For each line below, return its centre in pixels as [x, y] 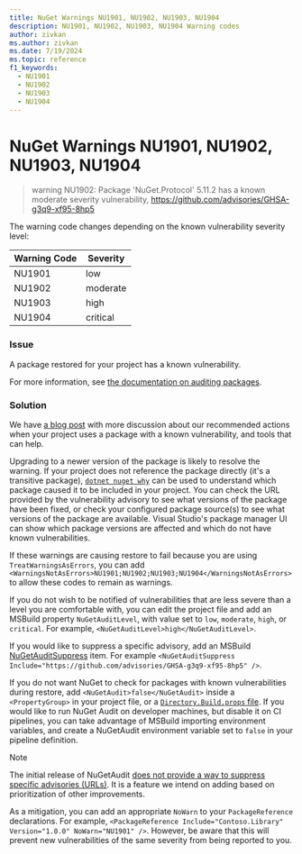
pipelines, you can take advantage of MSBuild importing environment [137, 721]
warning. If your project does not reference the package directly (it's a [140, 470]
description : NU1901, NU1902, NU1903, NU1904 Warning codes [125, 26]
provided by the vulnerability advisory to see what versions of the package [148, 499]
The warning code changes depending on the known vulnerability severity [147, 227]
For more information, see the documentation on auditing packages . [136, 382]
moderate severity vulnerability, [90, 200]
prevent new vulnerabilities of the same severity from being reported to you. [151, 840]
